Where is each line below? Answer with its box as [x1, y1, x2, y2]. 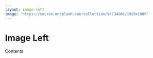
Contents [5, 48, 23, 54]
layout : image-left [5, 7, 45, 12]
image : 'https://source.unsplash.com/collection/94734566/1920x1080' [5, 12, 149, 16]
